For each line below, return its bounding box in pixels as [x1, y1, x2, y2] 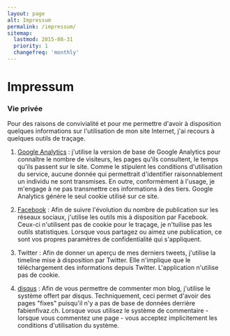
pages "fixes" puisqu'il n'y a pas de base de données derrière [17, 299, 196, 307]
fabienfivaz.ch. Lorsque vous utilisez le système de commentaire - [17, 307, 209, 315]
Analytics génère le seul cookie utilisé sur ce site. [17, 192, 160, 200]
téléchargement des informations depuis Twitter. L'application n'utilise [17, 264, 219, 272]
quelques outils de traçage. [7, 134, 86, 143]
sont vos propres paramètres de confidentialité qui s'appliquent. [17, 235, 202, 243]
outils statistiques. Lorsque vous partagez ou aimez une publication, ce [17, 227, 222, 237]
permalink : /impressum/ [7, 23, 77, 30]
